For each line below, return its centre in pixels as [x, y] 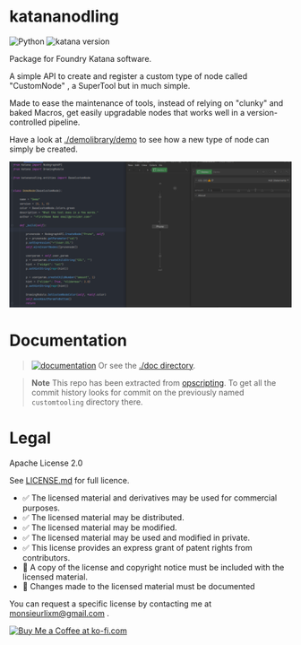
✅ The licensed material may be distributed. [103, 517]
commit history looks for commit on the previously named [138, 392]
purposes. [41, 508]
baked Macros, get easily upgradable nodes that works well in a [127, 112]
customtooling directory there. [87, 402]
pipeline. [64, 122]
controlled [28, 122]
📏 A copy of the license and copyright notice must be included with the [153, 567]
